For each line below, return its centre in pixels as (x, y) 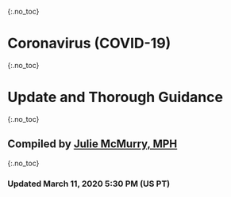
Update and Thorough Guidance (115, 97)
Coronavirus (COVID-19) (89, 44)
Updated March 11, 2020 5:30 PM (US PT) (89, 184)
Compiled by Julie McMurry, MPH (92, 144)
